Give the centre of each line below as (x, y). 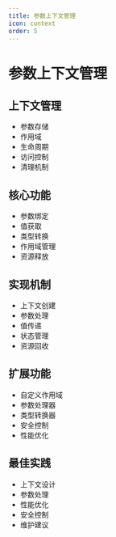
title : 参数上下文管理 (42, 16)
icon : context (32, 23)
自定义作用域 (41, 395)
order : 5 (23, 31)
